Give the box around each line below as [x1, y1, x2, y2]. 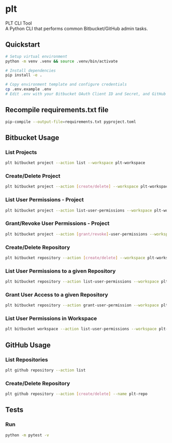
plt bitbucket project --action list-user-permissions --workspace [5, 208, 153, 213]
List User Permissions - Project [5, 196, 84, 203]
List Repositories [5, 356, 48, 363]
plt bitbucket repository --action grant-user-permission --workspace [5, 303, 159, 308]
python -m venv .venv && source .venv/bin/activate [5, 58, 118, 64]
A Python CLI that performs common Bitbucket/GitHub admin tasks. [5, 25, 148, 31]
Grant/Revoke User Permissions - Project [5, 220, 110, 227]
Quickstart [5, 40, 40, 49]
